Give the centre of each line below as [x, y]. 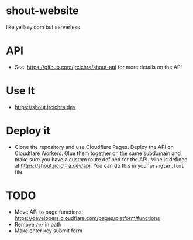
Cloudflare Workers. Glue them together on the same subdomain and [98, 153]
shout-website [42, 11]
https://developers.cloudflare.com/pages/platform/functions [87, 218]
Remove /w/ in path [38, 224]
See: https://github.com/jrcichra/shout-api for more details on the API [98, 67]
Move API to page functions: [49, 212]
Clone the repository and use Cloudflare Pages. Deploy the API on [94, 147]
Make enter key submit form [49, 231]
